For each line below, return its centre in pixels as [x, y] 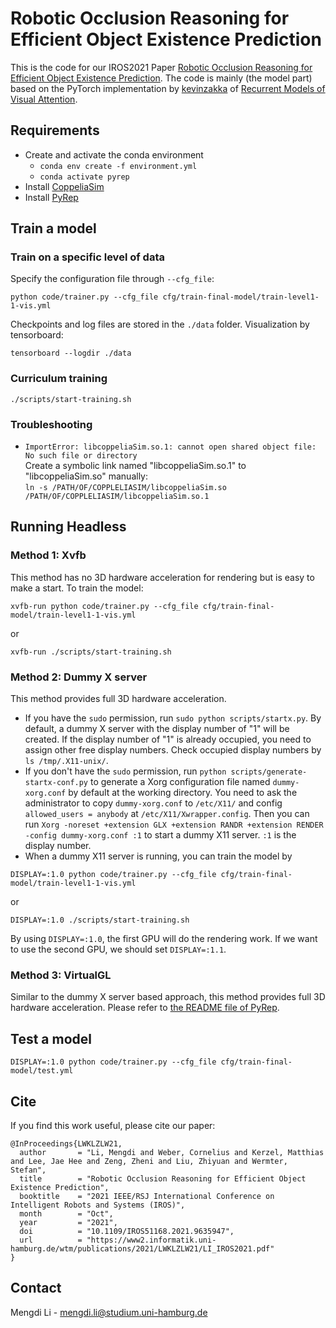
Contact [36, 1288]
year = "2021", [68, 1222]
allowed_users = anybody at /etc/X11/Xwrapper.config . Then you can [167, 814]
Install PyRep [51, 197]
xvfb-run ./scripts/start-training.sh [91, 652]
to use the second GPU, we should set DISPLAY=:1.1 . [118, 949]
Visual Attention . [44, 99]
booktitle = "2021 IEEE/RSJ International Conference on [147, 1196]
